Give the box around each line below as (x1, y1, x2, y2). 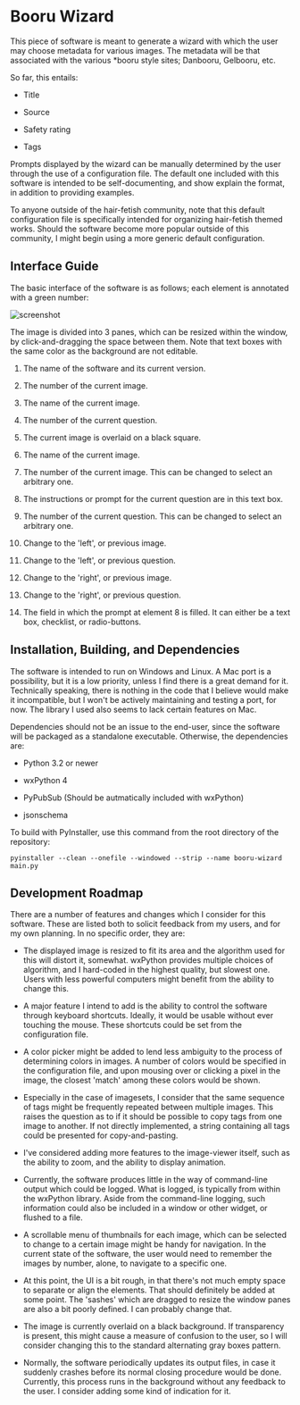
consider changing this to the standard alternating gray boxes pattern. (22, 1340, 281, 1351)
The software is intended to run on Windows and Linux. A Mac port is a (10, 665, 271, 676)
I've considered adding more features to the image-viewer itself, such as (22, 1148, 291, 1158)
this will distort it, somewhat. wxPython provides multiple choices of (22, 955, 274, 966)
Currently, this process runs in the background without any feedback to (22, 1376, 287, 1387)
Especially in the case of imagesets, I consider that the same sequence (22, 1092, 285, 1103)
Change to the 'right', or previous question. (22, 590, 181, 600)
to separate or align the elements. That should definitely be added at (22, 1284, 276, 1296)
